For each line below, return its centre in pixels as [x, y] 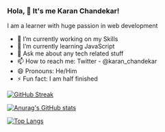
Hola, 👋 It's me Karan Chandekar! [63, 11]
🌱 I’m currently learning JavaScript [66, 47]
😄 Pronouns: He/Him [47, 71]
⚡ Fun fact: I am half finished [57, 79]
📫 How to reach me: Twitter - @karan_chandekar [87, 62]
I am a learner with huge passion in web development [82, 26]
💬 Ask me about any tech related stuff [70, 53]
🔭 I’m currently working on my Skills [67, 39]
